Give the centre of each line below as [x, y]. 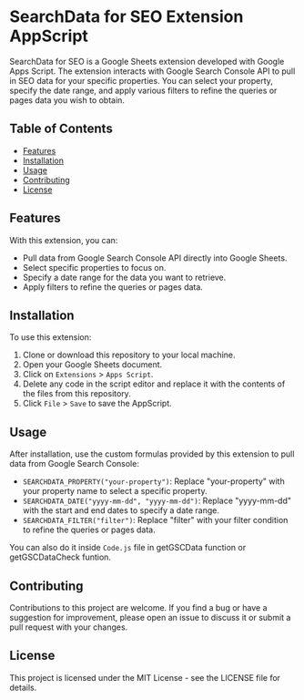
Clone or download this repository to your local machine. [129, 355]
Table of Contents [61, 129]
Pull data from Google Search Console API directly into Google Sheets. [155, 258]
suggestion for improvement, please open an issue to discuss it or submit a [150, 618]
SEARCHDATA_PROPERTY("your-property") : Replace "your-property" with [153, 481]
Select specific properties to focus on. [94, 267]
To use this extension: [51, 337]
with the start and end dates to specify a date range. [121, 510]
